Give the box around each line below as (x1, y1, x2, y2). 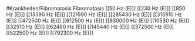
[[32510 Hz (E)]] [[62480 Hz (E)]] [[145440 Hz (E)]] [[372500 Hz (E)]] (6, 23, 174, 30)
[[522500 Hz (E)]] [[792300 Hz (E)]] (6, 29, 93, 36)
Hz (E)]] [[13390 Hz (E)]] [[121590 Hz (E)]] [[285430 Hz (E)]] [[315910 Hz (6, 11, 182, 18)
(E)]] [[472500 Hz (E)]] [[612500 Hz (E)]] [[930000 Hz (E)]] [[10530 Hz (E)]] (6, 17, 190, 24)
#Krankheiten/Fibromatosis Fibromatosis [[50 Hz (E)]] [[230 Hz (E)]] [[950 (6, 5, 186, 12)
